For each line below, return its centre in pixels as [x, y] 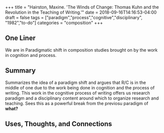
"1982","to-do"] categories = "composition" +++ [54, 23]
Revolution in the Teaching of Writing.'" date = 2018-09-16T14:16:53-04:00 [81, 12]
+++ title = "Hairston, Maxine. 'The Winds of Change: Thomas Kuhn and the [82, 7]
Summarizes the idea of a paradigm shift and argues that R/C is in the [76, 82]
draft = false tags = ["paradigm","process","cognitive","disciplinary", [74, 17]
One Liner [20, 38]
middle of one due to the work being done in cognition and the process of [80, 87]
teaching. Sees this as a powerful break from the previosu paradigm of [77, 103]
